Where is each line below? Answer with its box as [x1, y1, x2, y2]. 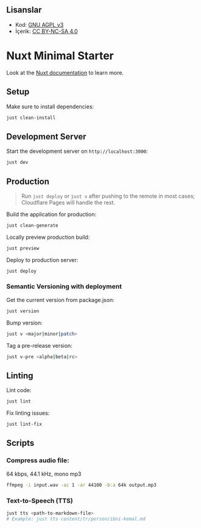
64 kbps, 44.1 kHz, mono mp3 [6, 470, 82, 477]
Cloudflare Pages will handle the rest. [21, 199, 116, 206]
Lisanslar [6, 5, 42, 15]
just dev [6, 160, 29, 166]
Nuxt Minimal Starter [6, 49, 115, 63]
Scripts [6, 438, 35, 448]
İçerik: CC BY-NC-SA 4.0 [15, 27, 78, 35]
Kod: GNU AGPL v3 [15, 21, 64, 28]
